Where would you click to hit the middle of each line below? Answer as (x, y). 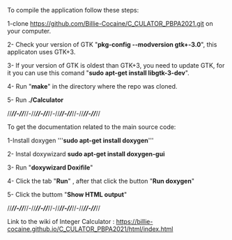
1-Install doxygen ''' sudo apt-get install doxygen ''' (81, 140)
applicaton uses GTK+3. (41, 52)
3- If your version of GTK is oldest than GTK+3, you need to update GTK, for (116, 65)
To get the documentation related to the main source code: (92, 127)
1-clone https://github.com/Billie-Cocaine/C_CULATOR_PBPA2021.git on (110, 23)
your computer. (29, 31)
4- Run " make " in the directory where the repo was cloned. (92, 86)
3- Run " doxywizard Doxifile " (50, 167)
